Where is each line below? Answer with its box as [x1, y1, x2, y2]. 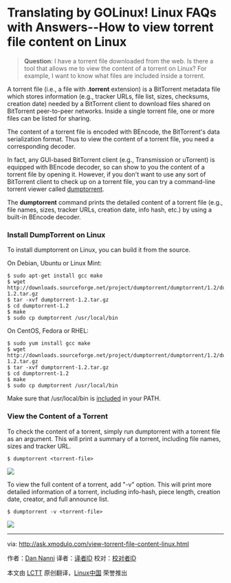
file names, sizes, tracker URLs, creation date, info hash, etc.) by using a [7, 205, 212, 214]
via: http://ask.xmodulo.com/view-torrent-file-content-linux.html [7, 540, 189, 548]
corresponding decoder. [7, 142, 76, 150]
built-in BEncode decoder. [7, 212, 81, 221]
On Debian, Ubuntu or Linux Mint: [7, 259, 102, 267]
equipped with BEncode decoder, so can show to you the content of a [7, 163, 205, 171]
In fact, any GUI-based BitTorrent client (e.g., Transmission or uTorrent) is [7, 155, 215, 163]
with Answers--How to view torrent [7, 19, 214, 35]
